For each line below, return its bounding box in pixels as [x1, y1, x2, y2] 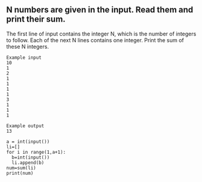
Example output [6, 123, 45, 129]
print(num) [6, 170, 34, 176]
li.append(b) [11, 159, 45, 166]
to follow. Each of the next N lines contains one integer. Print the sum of [6, 36, 185, 44]
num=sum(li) [6, 165, 36, 171]
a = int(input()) [6, 138, 50, 145]
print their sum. [6, 14, 66, 25]
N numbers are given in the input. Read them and [6, 5, 194, 15]
